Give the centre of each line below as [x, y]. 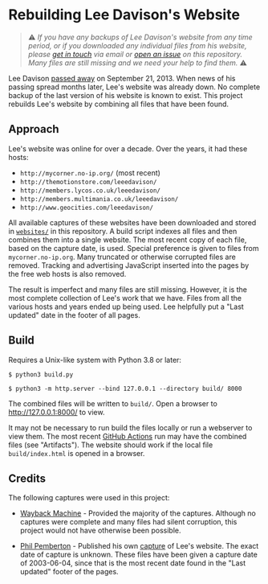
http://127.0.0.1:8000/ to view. [57, 412]
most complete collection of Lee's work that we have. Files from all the [125, 298]
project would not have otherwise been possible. [100, 531]
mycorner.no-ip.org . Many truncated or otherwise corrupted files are [122, 257]
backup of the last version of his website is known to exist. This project [126, 95]
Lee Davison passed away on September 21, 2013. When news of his [122, 78]
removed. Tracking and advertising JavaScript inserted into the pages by [129, 265]
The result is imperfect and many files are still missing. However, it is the [128, 289]
